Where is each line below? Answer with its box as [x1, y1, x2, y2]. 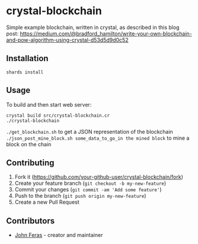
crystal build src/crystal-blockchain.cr [6, 113, 110, 118]
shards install [6, 69, 44, 75]
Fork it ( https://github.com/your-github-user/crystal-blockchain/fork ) [14, 174, 184, 181]
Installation [6, 53, 49, 63]
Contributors [6, 216, 55, 226]
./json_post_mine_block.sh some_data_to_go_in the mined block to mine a [6, 134, 190, 142]
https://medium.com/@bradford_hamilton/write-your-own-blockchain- [20, 30, 193, 37]
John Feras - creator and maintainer [14, 232, 103, 239]
